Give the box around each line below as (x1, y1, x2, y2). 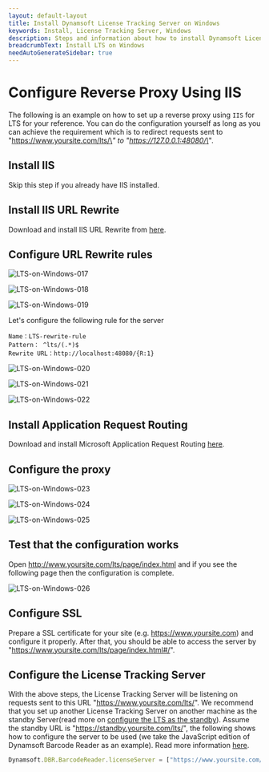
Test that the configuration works (8, 538, 179, 552)
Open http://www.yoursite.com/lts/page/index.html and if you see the (8, 559, 238, 569)
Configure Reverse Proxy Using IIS (8, 83, 242, 102)
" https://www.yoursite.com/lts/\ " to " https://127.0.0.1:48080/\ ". (8, 135, 214, 145)
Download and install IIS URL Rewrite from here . (8, 224, 167, 234)
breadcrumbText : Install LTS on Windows (8, 42, 146, 50)
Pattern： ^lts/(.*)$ (8, 342, 79, 350)
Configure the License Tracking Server (8, 669, 206, 682)
